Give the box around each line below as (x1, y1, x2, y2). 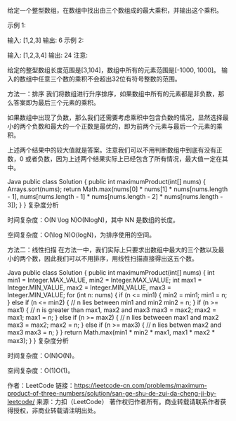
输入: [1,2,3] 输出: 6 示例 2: (7, 36, 84, 44)
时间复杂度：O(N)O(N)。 (7, 351, 79, 360)
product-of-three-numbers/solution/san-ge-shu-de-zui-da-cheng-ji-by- (7, 389, 217, 397)
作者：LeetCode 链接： (7, 382, 75, 389)
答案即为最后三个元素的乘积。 (13, 98, 100, 107)
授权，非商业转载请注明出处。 (13, 406, 100, 415)
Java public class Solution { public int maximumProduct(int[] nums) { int (7, 268, 215, 276)
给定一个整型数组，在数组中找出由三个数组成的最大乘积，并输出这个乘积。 (7, 6, 223, 14)
